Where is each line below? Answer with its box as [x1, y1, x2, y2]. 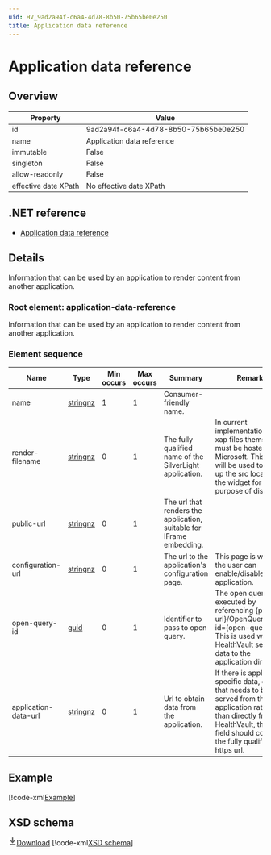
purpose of [215, 486, 252, 496]
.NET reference [8, 206, 87, 220]
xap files [215, 435, 244, 444]
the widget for [215, 478, 262, 487]
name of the [164, 452, 204, 461]
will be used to [215, 461, 264, 470]
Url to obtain [164, 694, 206, 703]
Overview [8, 90, 59, 103]
